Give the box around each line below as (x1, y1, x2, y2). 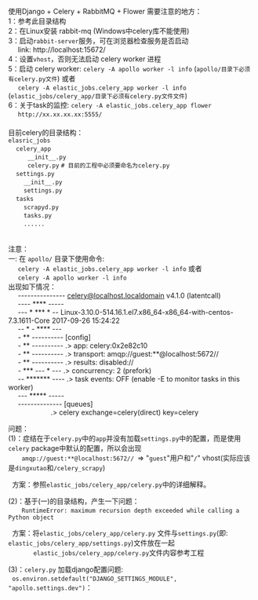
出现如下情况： (8, 282, 56, 291)
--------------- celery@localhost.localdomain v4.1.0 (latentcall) (17, 291, 221, 300)
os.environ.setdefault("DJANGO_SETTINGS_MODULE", (11, 575, 178, 583)
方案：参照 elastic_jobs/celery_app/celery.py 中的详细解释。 (11, 479, 211, 489)
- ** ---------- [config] (17, 332, 92, 342)
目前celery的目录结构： (8, 128, 84, 137)
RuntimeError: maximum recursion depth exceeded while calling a (21, 507, 240, 514)
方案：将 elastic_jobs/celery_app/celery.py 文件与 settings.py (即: (11, 528, 228, 537)
